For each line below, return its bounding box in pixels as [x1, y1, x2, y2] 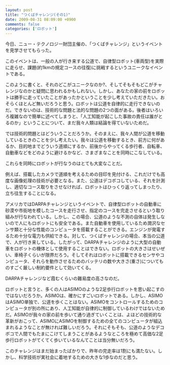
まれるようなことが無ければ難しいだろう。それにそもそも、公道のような [5, 324, 156, 330]
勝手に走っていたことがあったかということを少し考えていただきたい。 [14, 95, 161, 101]
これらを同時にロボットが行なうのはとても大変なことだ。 [5, 161, 125, 167]
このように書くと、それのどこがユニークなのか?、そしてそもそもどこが [5, 82, 154, 88]
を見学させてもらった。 [5, 47, 54, 53]
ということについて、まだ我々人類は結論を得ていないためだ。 [22, 120, 152, 126]
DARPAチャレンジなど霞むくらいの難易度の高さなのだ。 [5, 276, 122, 282]
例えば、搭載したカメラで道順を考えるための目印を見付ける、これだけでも [5, 171, 161, 177]
